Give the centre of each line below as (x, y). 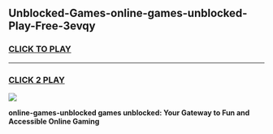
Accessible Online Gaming (54, 121)
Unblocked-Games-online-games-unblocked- (128, 13)
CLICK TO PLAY (40, 50)
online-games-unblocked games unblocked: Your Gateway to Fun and (129, 112)
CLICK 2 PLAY (37, 80)
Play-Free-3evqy (52, 26)
